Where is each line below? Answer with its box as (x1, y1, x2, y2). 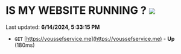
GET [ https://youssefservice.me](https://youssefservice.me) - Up (14, 35, 175, 42)
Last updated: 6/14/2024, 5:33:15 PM (5, 23, 100, 31)
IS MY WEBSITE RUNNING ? (5, 4, 147, 17)
